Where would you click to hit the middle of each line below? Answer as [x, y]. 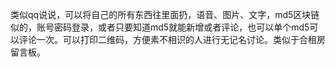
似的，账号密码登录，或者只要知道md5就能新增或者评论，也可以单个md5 [160, 27]
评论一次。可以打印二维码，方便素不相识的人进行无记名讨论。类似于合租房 [172, 39]
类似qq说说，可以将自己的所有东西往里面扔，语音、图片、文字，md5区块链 [165, 14]
